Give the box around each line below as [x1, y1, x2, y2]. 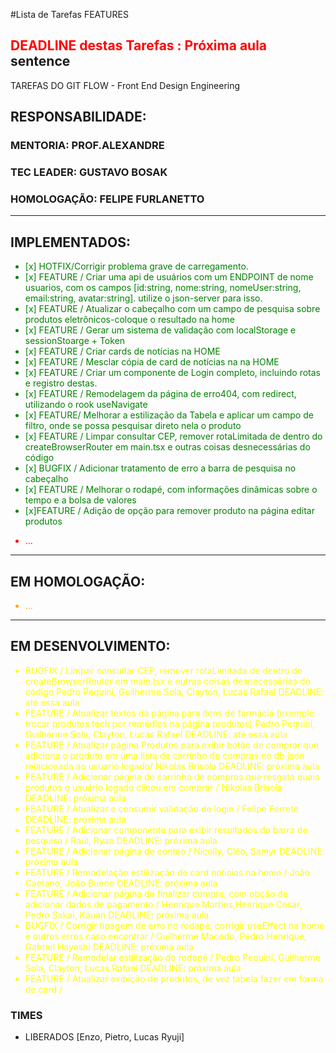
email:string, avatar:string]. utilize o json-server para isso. [24, 292, 263, 304]
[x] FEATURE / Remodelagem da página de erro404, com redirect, [24, 388, 297, 400]
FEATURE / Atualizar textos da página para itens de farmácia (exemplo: [24, 707, 318, 719]
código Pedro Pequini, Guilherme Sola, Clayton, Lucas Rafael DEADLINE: [24, 685, 325, 698]
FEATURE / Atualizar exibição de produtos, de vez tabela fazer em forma [24, 972, 324, 984]
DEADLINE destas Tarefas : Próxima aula [10, 37, 268, 54]
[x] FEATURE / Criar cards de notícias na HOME [24, 345, 221, 358]
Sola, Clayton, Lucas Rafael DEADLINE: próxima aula [24, 962, 242, 974]
